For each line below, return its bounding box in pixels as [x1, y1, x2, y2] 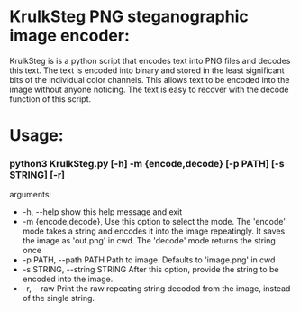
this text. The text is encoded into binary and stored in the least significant [9, 65, 286, 76]
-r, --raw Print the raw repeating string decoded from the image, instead [22, 283, 291, 294]
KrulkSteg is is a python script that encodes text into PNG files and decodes [9, 55, 291, 66]
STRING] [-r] [9, 169, 66, 181]
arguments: [9, 189, 52, 200]
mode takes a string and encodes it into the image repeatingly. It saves [22, 225, 286, 236]
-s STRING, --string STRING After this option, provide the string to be [22, 264, 279, 275]
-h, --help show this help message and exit [22, 206, 183, 217]
